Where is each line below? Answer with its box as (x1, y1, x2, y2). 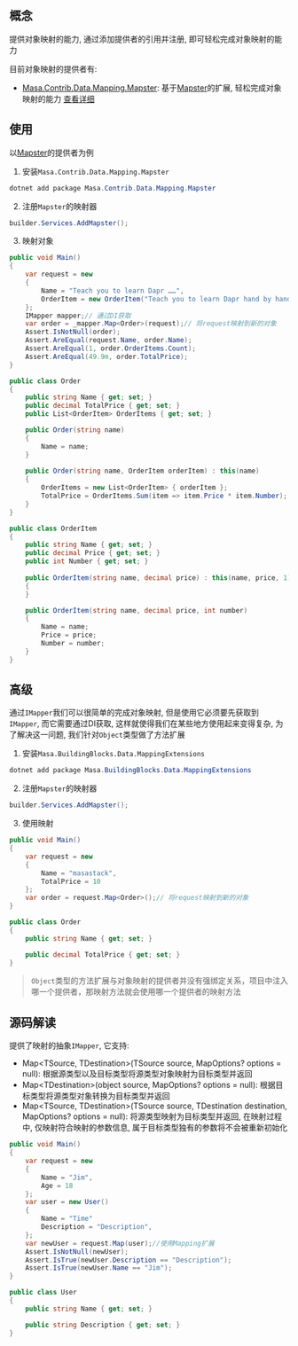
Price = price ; (41, 630, 98, 640)
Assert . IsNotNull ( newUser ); (25, 1247, 129, 1256)
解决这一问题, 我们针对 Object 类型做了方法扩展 (16, 730, 185, 740)
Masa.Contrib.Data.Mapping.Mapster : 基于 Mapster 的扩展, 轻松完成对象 (21, 82, 282, 93)
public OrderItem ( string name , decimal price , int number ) (25, 606, 248, 614)
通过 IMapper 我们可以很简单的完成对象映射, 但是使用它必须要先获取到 (9, 708, 260, 718)
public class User (9, 1288, 77, 1297)
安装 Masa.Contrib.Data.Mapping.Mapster (21, 166, 170, 176)
